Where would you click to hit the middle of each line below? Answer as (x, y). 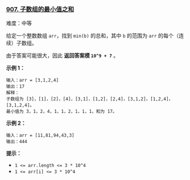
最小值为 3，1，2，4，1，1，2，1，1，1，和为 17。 (62, 112)
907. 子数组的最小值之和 (40, 9)
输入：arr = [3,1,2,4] (33, 81)
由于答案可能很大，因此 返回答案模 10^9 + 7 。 (62, 56)
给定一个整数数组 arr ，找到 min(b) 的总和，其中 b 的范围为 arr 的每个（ (92, 36)
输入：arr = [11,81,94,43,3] (40, 136)
